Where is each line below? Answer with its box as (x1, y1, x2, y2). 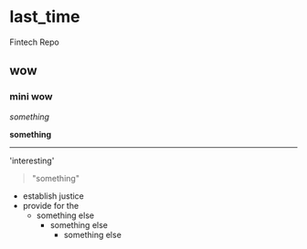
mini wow (9, 90, 53, 103)
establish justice (22, 190, 85, 202)
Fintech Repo (9, 36, 59, 47)
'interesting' (9, 155, 55, 166)
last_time (9, 6, 80, 27)
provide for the (22, 200, 79, 211)
